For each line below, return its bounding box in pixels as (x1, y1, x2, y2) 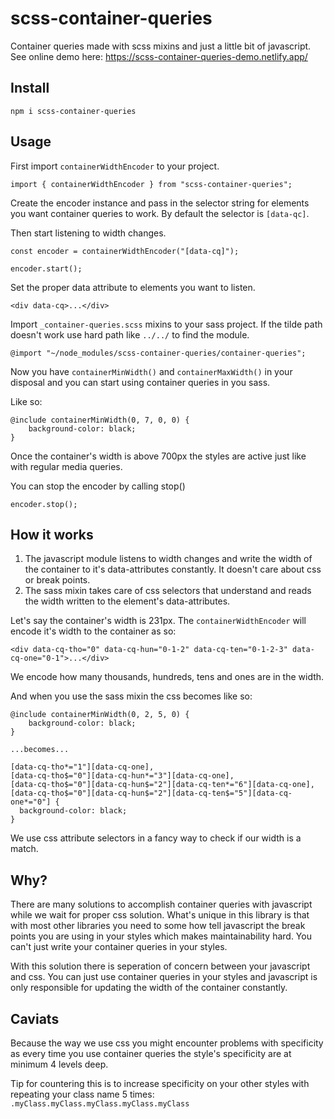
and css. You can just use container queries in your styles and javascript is (10, 971, 318, 983)
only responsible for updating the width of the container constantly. (10, 982, 288, 994)
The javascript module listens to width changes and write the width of (24, 553, 313, 565)
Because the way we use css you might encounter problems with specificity (10, 1037, 324, 1049)
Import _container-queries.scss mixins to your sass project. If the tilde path (10, 318, 323, 330)
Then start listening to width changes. (10, 227, 167, 239)
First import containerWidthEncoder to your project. (10, 160, 220, 172)
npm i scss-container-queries (10, 106, 137, 116)
